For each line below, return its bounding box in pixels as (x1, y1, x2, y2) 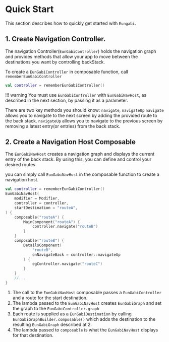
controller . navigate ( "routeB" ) (32, 224, 98, 229)
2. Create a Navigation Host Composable (5, 138, 136, 147)
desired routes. (5, 162, 37, 168)
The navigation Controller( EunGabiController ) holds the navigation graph (5, 48, 156, 54)
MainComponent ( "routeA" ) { (23, 219, 80, 225)
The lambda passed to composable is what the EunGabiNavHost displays (12, 326, 158, 333)
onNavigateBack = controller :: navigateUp (32, 252, 121, 257)
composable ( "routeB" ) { (14, 238, 65, 243)
